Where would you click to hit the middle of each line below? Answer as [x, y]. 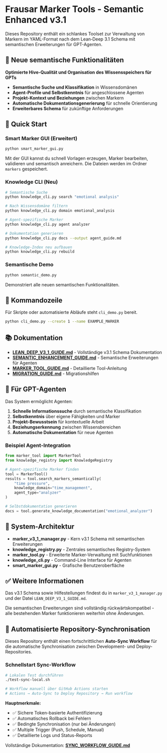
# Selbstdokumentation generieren [41, 507]
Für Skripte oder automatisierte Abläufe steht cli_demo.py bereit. [72, 312]
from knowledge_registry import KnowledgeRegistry [59, 461]
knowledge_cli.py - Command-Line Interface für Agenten [72, 560]
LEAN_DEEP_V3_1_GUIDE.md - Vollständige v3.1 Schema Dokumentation [87, 352]
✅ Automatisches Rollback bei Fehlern [52, 718]
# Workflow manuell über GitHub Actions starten [57, 689]
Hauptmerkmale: [23, 703]
